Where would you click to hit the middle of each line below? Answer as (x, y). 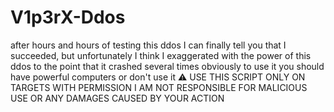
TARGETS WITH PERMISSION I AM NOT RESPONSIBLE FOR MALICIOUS (159, 87)
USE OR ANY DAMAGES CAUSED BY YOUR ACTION (117, 98)
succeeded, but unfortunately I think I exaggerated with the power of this (161, 55)
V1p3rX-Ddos (68, 17)
